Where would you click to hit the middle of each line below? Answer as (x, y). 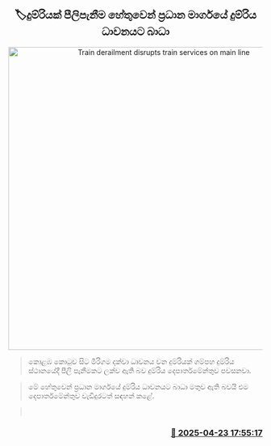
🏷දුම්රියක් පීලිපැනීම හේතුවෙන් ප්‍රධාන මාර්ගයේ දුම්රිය (135, 15)
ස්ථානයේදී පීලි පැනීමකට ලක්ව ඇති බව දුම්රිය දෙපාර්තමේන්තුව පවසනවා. (140, 370)
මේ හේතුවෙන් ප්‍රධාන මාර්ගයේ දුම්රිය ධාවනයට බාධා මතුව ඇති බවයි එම (138, 386)
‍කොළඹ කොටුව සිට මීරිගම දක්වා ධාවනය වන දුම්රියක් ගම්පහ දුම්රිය (131, 361)
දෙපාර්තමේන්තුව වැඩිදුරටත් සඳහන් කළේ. (91, 395)
